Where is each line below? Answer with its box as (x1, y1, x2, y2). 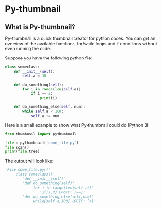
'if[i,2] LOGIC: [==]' (39, 190, 86, 194)
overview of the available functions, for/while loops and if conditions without (5, 41, 157, 46)
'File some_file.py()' (5, 167, 51, 172)
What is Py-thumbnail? (5, 23, 76, 31)
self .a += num (30, 113, 59, 118)
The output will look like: (5, 158, 54, 164)
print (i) (39, 96, 57, 101)
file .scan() (5, 145, 29, 149)
